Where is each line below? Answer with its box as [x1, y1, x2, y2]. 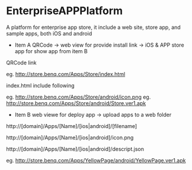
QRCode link [6, 59, 37, 66]
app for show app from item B [14, 47, 88, 54]
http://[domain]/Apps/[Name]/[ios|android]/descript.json [6, 145, 144, 152]
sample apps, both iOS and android [6, 30, 92, 37]
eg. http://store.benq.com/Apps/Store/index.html [6, 70, 126, 77]
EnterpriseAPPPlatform [6, 4, 123, 18]
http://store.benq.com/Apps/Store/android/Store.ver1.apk [6, 99, 146, 107]
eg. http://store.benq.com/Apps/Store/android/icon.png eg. [6, 93, 151, 100]
